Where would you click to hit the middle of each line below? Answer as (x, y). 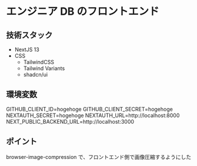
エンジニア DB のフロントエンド (83, 11)
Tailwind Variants (44, 68)
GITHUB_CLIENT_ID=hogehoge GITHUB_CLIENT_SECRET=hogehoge (90, 109)
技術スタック (29, 35)
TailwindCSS (39, 62)
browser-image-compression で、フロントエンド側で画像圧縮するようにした (99, 157)
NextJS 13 (27, 49)
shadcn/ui (36, 74)
